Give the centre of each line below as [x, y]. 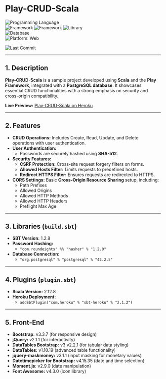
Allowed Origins [36, 190]
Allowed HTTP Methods [44, 195]
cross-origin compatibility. [32, 96]
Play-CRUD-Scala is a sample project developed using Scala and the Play [81, 80]
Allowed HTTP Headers [43, 201]
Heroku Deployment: [34, 297]
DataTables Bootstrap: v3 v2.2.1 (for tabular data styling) [70, 345]
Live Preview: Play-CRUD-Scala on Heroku [49, 105]
